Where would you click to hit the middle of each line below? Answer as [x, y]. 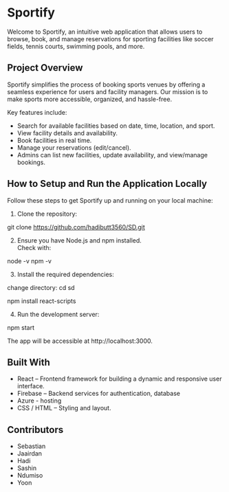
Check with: [34, 247]
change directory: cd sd [41, 287]
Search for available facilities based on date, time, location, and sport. [116, 126]
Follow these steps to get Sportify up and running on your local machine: [110, 200]
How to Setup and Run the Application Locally [107, 184]
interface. [31, 386]
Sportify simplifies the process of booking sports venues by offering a [106, 85]
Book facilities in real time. [54, 140]
